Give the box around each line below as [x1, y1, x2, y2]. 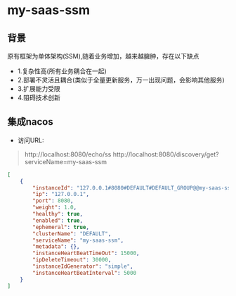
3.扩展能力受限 [17, 85, 61, 93]
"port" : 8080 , [32, 197, 74, 204]
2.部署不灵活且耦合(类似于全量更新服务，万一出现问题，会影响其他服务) [17, 76, 225, 84]
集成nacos [7, 116, 54, 128]
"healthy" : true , [32, 211, 83, 218]
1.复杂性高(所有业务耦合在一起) [17, 67, 107, 75]
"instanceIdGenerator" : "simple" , [32, 263, 133, 270]
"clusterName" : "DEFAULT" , [32, 230, 112, 238]
